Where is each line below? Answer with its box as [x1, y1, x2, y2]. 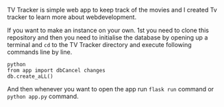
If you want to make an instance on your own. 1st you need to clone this [7, 27, 209, 34]
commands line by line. [7, 48, 73, 56]
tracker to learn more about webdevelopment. [7, 13, 137, 21]
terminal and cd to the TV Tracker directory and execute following [7, 41, 192, 48]
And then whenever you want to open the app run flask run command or [7, 85, 214, 93]
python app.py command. [7, 92, 79, 100]
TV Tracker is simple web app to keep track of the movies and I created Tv [7, 6, 217, 14]
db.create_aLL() [7, 73, 53, 80]
